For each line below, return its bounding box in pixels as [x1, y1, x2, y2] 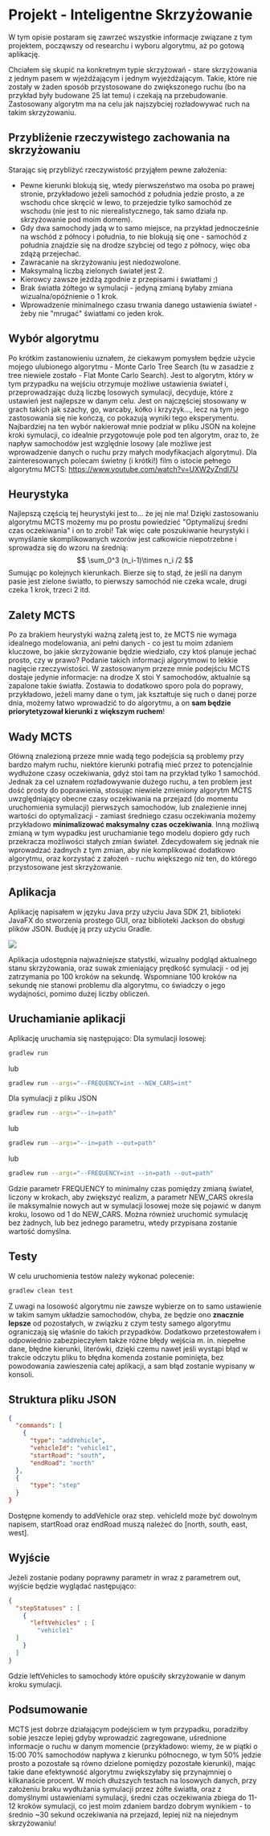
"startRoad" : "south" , [29, 1451, 106, 1460]
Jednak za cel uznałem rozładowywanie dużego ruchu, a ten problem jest [8, 777, 252, 786]
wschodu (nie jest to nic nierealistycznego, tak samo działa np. [19, 206, 228, 215]
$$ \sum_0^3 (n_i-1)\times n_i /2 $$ [76, 555, 194, 565]
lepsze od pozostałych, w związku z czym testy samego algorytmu [8, 1318, 231, 1328]
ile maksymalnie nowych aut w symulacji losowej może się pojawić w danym [8, 1201, 261, 1211]
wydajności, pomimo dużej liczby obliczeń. [8, 989, 150, 998]
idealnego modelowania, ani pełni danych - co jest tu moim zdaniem [8, 638, 234, 648]
